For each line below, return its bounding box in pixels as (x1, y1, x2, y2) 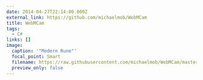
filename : (11, 59, 36, 65)
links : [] (6, 37, 31, 43)
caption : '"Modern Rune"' (11, 48, 77, 54)
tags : (6, 25, 20, 32)
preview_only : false (11, 64, 63, 71)
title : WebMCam (6, 20, 45, 26)
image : (6, 43, 23, 49)
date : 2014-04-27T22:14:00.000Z (6, 8, 88, 15)
